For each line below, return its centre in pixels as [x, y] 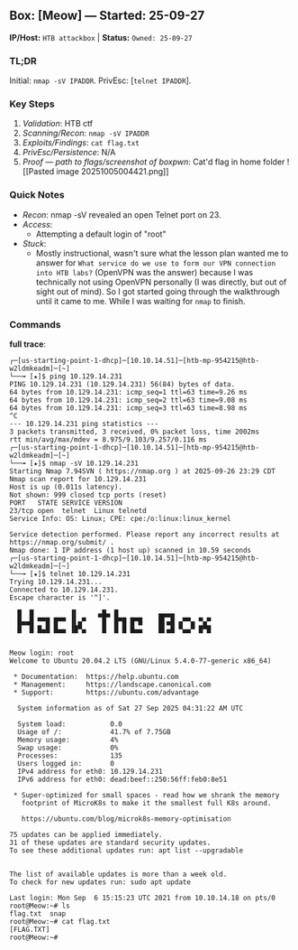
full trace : [28, 344]
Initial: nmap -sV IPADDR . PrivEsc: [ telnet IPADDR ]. [100, 80]
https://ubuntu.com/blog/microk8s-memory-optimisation [126, 819]
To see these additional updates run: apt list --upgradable [126, 851]
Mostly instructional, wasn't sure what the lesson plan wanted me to [162, 253]
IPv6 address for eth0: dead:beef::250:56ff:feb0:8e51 [122, 779]
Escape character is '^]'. [60, 598]
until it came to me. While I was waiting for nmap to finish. [140, 301]
